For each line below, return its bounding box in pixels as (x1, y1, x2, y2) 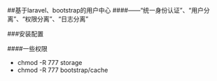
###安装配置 (7, 30, 44, 38)
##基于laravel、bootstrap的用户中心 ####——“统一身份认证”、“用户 (7, 6, 204, 14)
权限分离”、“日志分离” (24, 15, 89, 23)
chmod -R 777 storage (17, 59, 83, 66)
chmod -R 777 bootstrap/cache (17, 66, 108, 74)
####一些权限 (7, 45, 48, 52)
